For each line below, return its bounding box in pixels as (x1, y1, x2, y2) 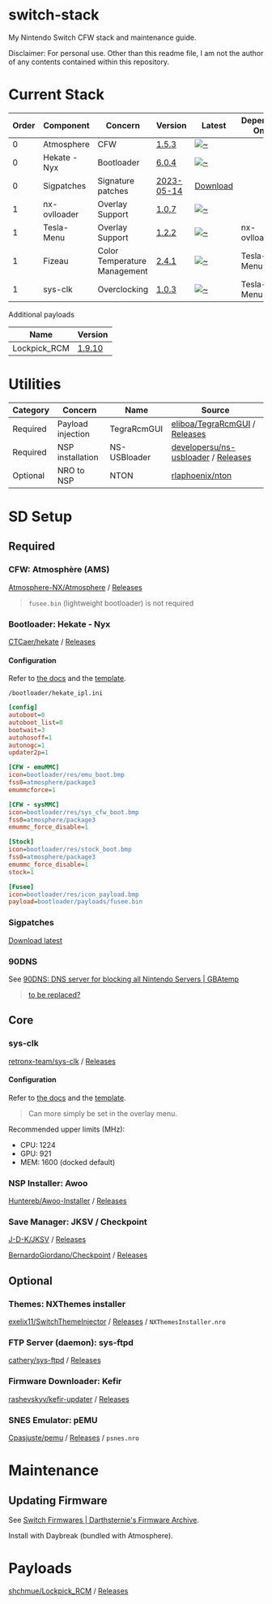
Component (43, 119, 91, 131)
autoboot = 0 (8, 711, 45, 719)
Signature (97, 175, 135, 186)
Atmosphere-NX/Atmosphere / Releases (8, 582, 143, 592)
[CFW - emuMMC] (8, 763, 60, 772)
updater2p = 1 (8, 748, 49, 757)
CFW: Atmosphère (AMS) (8, 564, 110, 576)
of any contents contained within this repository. (8, 57, 170, 67)
